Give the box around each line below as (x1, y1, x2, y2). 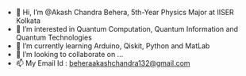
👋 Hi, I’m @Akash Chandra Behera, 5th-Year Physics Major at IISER (15, 8, 234, 17)
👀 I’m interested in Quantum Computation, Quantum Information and (15, 25, 239, 33)
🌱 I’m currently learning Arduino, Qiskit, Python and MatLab (15, 41, 210, 51)
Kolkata (15, 16, 41, 25)
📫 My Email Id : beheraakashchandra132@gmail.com (15, 59, 190, 67)
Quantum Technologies (15, 32, 93, 42)
